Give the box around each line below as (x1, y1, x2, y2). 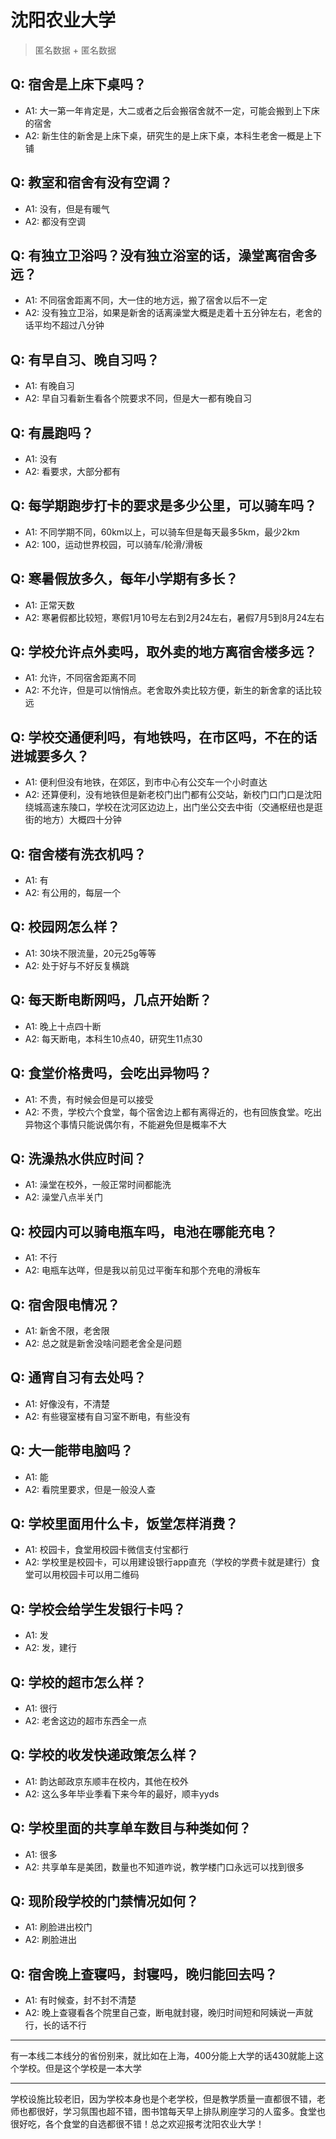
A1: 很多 (24, 1848, 58, 1860)
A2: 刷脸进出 (24, 1934, 77, 1946)
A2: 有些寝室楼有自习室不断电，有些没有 (24, 1410, 191, 1422)
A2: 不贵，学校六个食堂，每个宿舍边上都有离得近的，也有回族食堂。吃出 (24, 1106, 322, 1118)
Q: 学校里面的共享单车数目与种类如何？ (10, 1820, 252, 1837)
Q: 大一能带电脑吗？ (10, 1442, 134, 1460)
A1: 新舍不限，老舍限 (24, 1324, 110, 1336)
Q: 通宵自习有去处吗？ (10, 1369, 147, 1386)
